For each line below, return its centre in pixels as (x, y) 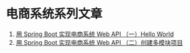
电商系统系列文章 (54, 14)
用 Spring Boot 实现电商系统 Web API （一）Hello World (95, 34)
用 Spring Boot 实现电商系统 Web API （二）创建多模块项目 (99, 42)
